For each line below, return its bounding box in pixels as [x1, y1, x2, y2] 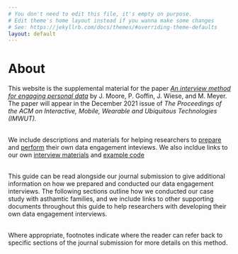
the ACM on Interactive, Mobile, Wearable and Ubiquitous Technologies [8, 107, 217, 116]
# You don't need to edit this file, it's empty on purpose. [8, 10, 193, 18]
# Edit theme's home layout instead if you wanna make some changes [8, 17, 215, 24]
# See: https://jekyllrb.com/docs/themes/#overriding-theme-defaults [8, 23, 218, 31]
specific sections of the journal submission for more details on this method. [8, 238, 228, 247]
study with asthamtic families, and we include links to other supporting [8, 194, 215, 203]
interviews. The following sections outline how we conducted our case [8, 187, 214, 196]
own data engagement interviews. [8, 210, 108, 219]
